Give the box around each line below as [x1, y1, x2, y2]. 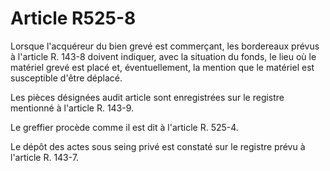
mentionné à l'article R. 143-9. [10, 102, 135, 114]
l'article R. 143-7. [10, 151, 80, 163]
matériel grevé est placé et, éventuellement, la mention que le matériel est [10, 61, 315, 73]
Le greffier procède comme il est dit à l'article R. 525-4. [10, 121, 239, 133]
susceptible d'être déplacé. [10, 72, 123, 84]
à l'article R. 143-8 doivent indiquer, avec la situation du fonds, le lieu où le [10, 50, 317, 62]
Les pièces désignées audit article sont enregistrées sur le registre [10, 91, 285, 103]
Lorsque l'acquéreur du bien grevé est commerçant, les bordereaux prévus [10, 40, 320, 52]
